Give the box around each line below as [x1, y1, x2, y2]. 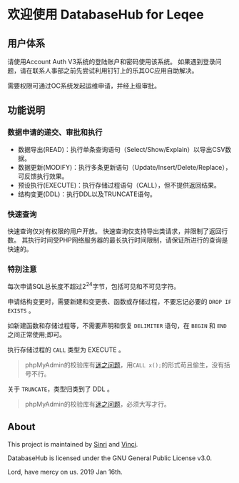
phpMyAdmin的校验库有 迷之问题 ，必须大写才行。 [24, 400, 171, 408]
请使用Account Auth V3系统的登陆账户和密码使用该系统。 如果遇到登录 [7, 58, 216, 66]
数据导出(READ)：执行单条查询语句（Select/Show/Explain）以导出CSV [17, 145, 225, 153]
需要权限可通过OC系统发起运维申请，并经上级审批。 [7, 81, 161, 90]
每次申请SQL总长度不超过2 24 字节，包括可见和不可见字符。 [7, 281, 180, 290]
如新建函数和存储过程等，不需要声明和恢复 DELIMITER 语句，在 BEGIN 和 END [7, 321, 227, 330]
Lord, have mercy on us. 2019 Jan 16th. [7, 467, 123, 476]
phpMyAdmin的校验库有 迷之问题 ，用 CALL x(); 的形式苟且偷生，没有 [24, 360, 225, 369]
